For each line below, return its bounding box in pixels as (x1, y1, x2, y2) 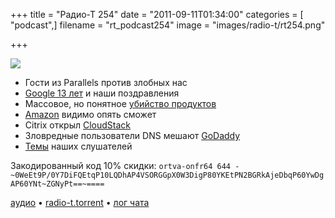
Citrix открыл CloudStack (24, 119, 132, 131)
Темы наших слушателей (24, 140, 133, 152)
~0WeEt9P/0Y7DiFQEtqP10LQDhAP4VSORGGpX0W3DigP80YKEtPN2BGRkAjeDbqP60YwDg (10, 170, 325, 180)
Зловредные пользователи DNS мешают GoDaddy (24, 130, 241, 141)
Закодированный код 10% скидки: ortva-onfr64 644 (10, 160, 232, 171)
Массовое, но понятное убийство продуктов (24, 98, 217, 109)
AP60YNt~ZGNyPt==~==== (10, 179, 105, 189)
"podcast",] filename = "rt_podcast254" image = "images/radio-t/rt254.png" (10, 19, 326, 31)
